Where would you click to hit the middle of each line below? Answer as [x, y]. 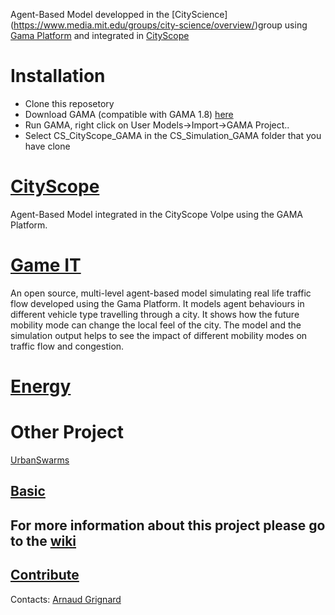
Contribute [45, 575]
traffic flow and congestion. [67, 346]
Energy [41, 386]
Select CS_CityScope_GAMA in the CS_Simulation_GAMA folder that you [173, 135]
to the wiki [43, 540]
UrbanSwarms [40, 460]
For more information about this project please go [168, 525]
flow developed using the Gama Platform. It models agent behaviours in [157, 303]
